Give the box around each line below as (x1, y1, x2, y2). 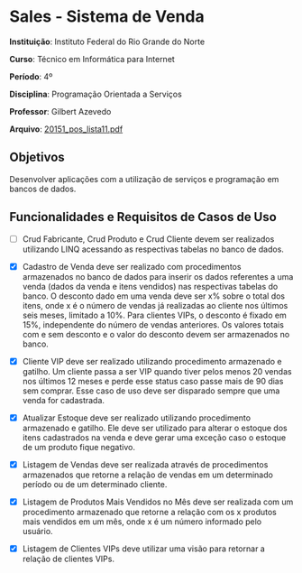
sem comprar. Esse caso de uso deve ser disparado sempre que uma (22, 385, 280, 396)
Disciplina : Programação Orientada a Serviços (9, 88, 182, 99)
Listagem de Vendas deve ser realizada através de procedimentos (22, 458, 269, 470)
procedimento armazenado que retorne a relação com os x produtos (22, 506, 278, 517)
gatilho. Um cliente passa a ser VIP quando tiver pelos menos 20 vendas (22, 365, 292, 376)
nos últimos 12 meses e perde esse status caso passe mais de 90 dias (22, 375, 284, 386)
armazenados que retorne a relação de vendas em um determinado (22, 469, 273, 480)
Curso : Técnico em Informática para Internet (9, 53, 176, 64)
